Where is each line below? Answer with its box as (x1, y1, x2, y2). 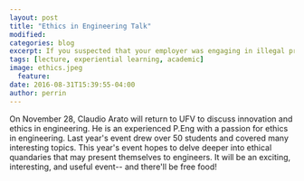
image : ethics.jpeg (9, 64, 83, 73)
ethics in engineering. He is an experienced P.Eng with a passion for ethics (9, 122, 289, 133)
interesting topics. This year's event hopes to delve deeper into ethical (9, 141, 272, 153)
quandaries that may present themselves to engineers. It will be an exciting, (9, 151, 291, 162)
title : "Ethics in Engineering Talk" (9, 22, 152, 31)
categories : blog (9, 38, 75, 48)
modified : (9, 30, 47, 39)
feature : (17, 72, 51, 81)
